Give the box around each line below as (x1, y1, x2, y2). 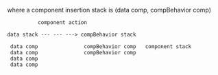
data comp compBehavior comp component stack (10, 43, 192, 50)
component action (37, 19, 88, 26)
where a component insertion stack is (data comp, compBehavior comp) (7, 6, 211, 14)
